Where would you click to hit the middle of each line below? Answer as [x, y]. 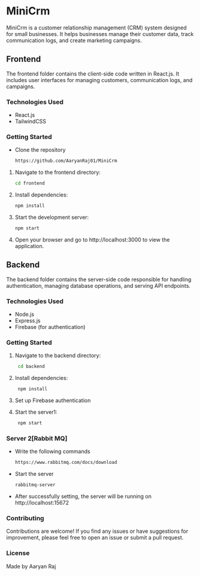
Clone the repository [40, 150]
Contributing [25, 518]
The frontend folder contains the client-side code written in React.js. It [93, 74]
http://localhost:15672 [42, 502]
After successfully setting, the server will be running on [83, 496]
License [18, 553]
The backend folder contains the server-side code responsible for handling [99, 279]
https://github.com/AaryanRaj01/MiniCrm [66, 161]
